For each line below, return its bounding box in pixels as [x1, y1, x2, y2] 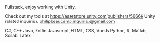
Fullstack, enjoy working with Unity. [5, 4, 76, 10]
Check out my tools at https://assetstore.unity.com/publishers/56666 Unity [5, 13, 156, 19]
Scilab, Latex [5, 33, 31, 38]
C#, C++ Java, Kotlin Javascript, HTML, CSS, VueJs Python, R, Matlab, [5, 28, 147, 33]
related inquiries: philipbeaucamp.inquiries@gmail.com [5, 19, 115, 24]
